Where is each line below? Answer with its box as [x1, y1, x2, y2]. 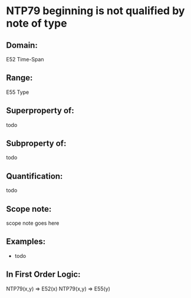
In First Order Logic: [6, 270, 81, 280]
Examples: [6, 237, 46, 247]
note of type [6, 17, 67, 30]
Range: [6, 73, 33, 83]
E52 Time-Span [6, 56, 44, 63]
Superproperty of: [6, 106, 75, 116]
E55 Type [6, 89, 29, 96]
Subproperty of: [6, 139, 67, 149]
